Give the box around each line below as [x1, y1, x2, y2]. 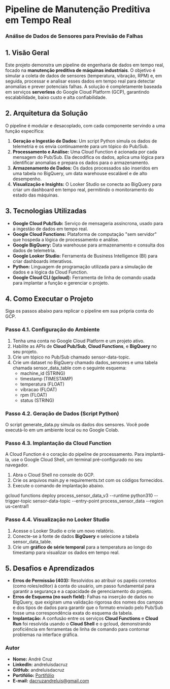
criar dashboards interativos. [12, 258, 73, 264]
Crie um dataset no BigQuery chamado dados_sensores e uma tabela [12, 359, 158, 365]
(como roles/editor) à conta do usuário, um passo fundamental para [12, 583, 155, 589]
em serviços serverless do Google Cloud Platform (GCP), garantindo [5, 89, 150, 95]
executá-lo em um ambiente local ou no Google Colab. [5, 427, 119, 433]
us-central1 [5, 503, 29, 510]
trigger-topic [5, 498, 32, 504]
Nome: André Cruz [12, 656, 52, 662]
